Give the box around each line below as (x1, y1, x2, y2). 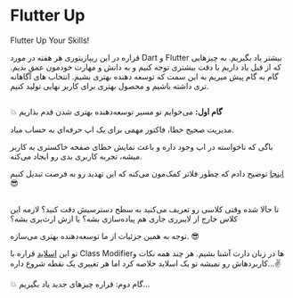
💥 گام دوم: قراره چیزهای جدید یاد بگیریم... (10, 278, 151, 289)
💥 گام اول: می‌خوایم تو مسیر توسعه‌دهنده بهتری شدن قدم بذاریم (10, 106, 223, 117)
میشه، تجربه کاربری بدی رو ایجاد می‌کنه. (10, 151, 142, 161)
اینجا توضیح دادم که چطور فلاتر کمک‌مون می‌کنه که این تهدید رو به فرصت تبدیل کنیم (10, 169, 284, 179)
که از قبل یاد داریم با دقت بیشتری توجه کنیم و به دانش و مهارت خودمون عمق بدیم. (10, 62, 281, 72)
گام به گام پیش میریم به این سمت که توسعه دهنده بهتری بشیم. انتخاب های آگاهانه (10, 70, 279, 81)
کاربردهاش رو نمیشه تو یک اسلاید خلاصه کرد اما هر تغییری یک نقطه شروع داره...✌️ (10, 258, 281, 269)
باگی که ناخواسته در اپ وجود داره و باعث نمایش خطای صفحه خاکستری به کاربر (10, 142, 273, 153)
